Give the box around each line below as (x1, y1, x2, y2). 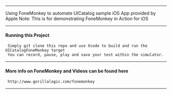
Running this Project (5, 32, 50, 38)
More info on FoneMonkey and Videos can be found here (5, 67, 128, 74)
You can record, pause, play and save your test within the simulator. (7, 52, 164, 58)
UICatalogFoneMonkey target (5, 48, 66, 53)
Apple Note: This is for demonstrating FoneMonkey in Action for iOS (5, 16, 148, 21)
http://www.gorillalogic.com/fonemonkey (7, 79, 95, 84)
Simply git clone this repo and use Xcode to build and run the (7, 43, 147, 49)
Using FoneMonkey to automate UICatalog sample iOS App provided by (5, 10, 156, 16)
